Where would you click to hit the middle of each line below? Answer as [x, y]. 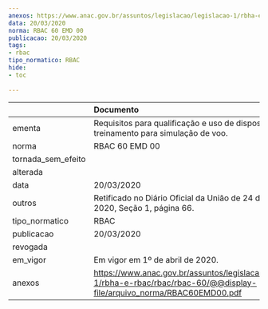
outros [25, 203]
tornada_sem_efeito [49, 159]
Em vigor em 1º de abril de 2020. [156, 259]
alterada [28, 172]
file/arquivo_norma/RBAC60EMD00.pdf [167, 292]
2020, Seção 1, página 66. [144, 208]
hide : [17, 68]
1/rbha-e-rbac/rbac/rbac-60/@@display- [175, 283]
